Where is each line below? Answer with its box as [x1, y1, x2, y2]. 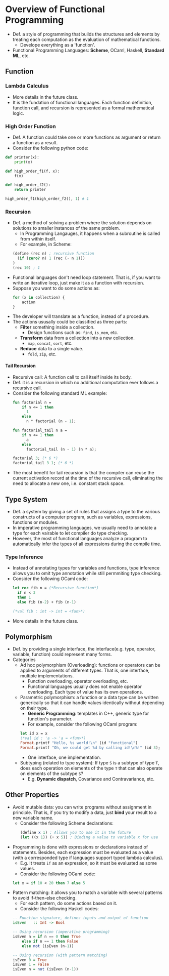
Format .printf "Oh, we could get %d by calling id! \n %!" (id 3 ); [20, 745, 160, 750]
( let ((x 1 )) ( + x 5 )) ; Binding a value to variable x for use [20, 834, 158, 840]
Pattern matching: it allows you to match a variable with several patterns [12, 889, 163, 896]
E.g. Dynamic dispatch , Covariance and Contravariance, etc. [27, 776, 155, 782]
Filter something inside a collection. [20, 324, 95, 330]
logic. [12, 110, 24, 116]
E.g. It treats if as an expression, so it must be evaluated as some [20, 860, 157, 866]
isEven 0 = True [12, 957, 47, 962]
